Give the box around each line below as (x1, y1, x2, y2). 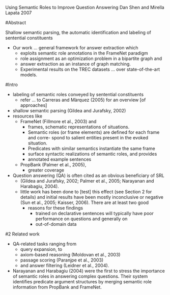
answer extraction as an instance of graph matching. (20, 61, 131, 67)
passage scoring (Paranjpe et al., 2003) (20, 257, 104, 263)
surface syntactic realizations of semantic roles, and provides (27, 151, 157, 157)
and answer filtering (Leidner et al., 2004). (20, 262, 109, 269)
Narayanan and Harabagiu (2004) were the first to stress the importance (12, 268, 165, 274)
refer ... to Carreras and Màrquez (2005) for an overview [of (20, 97, 146, 103)
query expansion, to (20, 246, 63, 252)
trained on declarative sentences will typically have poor (35, 211, 154, 216)
